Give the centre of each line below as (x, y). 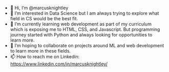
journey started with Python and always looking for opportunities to (81, 35)
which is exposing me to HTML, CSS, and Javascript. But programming (85, 29)
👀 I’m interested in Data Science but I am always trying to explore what (84, 13)
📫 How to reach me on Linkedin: (45, 57)
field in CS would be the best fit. (44, 19)
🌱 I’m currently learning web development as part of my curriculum (81, 24)
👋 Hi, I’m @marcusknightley (39, 8)
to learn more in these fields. (40, 51)
